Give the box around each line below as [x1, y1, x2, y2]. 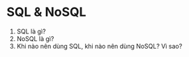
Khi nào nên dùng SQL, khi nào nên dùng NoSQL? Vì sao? [16, 42, 183, 50]
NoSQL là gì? [16, 34, 54, 42]
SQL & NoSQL [6, 4, 86, 20]
